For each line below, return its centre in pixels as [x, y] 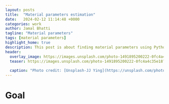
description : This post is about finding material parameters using [78, 47]
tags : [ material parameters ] [36, 38]
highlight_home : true [28, 43]
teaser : [18, 61]
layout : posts [20, 10]
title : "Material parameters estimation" [50, 15]
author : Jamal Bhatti [28, 29]
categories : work [23, 24]
